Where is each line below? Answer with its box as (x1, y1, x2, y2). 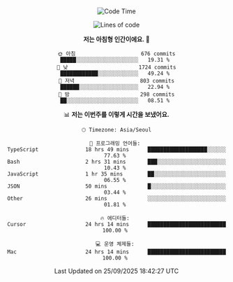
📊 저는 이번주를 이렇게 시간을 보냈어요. (63, 111, 170, 118)
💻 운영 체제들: (96, 241, 135, 248)
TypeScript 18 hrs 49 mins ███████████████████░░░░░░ (7, 146, 226, 153)
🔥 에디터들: (100, 215, 130, 222)
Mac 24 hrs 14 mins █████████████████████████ (7, 248, 226, 255)
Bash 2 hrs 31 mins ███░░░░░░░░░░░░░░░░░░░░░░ (7, 158, 226, 165)
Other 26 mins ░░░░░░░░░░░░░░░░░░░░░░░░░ (7, 195, 226, 202)
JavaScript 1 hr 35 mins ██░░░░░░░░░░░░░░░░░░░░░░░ (7, 171, 226, 178)
